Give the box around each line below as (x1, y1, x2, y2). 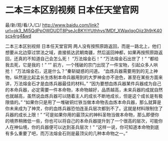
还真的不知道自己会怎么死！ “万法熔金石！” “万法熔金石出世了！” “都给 (13, 55, 159, 61)
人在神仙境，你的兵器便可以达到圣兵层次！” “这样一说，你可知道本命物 (5, 124, 151, 130)
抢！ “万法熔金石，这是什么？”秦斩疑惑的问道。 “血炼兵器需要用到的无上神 (5, 68, 158, 74)
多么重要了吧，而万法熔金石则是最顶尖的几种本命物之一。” (9, 130, 128, 136)
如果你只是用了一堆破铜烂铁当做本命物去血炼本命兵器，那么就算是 (25, 99, 161, 105)
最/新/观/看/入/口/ (5, 22, 41, 28)
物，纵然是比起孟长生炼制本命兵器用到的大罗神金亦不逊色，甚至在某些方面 (5, 74, 158, 80)
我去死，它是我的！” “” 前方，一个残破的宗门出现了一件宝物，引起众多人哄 (5, 62, 158, 68)
